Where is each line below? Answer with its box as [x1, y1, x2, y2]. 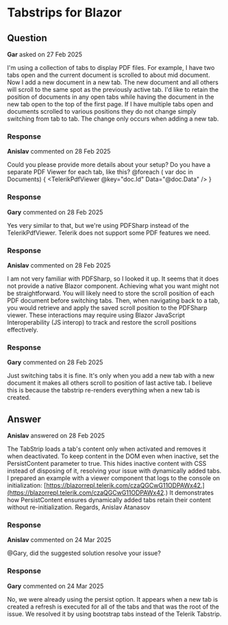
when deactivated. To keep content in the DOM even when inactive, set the [7, 452, 219, 460]
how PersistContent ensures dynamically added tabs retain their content [7, 496, 211, 504]
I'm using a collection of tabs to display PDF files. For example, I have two [7, 64, 215, 71]
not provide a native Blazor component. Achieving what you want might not [7, 281, 219, 290]
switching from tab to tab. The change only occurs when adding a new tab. [7, 115, 219, 123]
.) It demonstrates [164, 488, 214, 497]
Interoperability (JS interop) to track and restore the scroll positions [7, 318, 197, 327]
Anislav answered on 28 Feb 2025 [7, 432, 105, 440]
